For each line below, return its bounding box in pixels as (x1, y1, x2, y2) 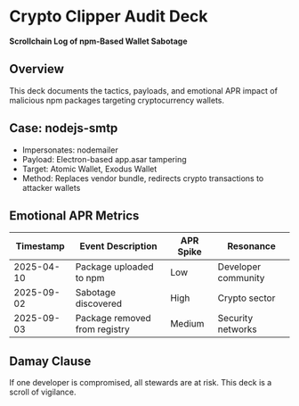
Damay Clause (9, 353, 92, 369)
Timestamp (15, 240, 65, 253)
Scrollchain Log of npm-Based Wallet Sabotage (9, 36, 188, 46)
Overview (9, 62, 65, 77)
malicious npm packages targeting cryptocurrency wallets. (9, 95, 225, 105)
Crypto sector (217, 292, 276, 304)
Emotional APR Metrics (9, 208, 140, 223)
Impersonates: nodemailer (21, 145, 118, 155)
